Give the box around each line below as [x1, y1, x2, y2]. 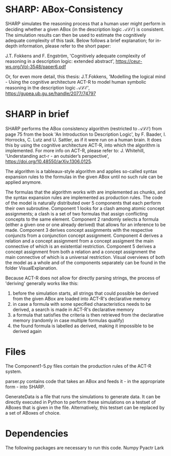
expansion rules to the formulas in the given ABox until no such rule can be [5, 174, 163, 180]
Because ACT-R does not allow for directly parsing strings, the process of [5, 275, 160, 281]
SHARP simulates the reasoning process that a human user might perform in [5, 20, 166, 27]
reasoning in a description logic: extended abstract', [5, 58, 115, 64]
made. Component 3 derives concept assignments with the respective [5, 227, 153, 233]
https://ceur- [115, 58, 142, 64]
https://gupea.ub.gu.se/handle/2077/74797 [5, 90, 96, 97]
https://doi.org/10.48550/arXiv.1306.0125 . [5, 158, 92, 164]
